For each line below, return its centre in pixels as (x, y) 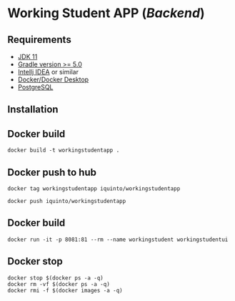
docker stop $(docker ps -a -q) (55, 278)
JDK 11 (27, 56)
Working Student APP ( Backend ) (106, 13)
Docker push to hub (52, 172)
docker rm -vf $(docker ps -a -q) (59, 284)
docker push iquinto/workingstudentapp (67, 202)
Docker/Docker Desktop (53, 79)
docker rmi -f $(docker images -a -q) (65, 290)
